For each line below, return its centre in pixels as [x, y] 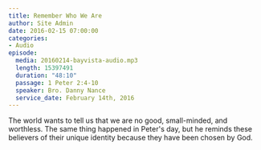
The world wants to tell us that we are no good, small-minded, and [118, 120]
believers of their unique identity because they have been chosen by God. [130, 138]
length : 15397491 [45, 68]
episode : [23, 53]
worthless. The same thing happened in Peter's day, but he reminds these [130, 129]
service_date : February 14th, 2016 [75, 98]
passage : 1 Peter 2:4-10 [57, 83]
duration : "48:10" [47, 75]
